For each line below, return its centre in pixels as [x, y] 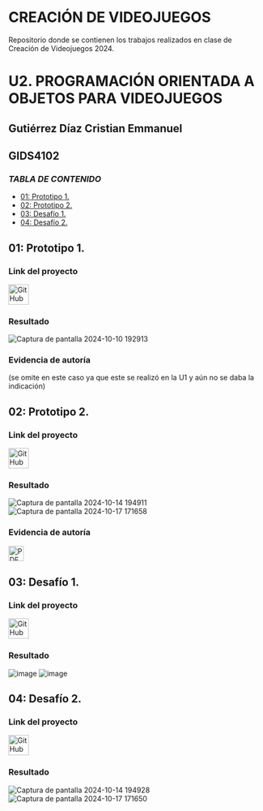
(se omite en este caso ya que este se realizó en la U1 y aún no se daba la [131, 378]
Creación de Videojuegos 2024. [62, 48]
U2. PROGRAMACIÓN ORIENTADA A [131, 82]
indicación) [27, 386]
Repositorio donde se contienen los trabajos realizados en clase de [120, 40]
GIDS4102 [34, 155]
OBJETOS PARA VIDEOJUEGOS [115, 99]
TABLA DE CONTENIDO [55, 178]
